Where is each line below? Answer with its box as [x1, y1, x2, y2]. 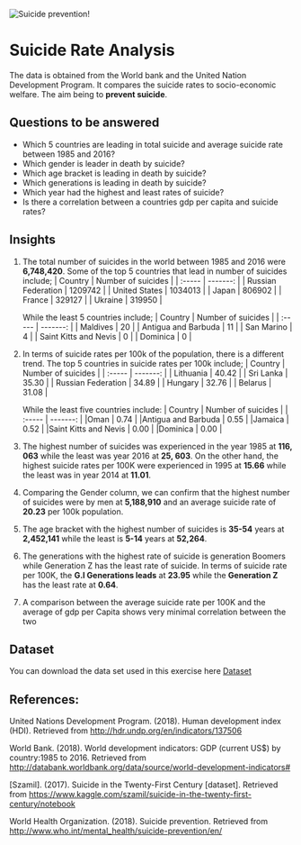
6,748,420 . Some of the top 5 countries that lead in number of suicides [22, 266, 288, 277]
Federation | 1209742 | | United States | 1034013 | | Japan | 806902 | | [22, 285, 282, 295]
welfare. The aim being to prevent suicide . [9, 88, 168, 99]
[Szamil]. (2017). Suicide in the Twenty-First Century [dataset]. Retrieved [9, 779, 279, 790]
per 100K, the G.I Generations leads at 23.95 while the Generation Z [22, 569, 279, 580]
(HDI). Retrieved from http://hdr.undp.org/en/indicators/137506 [9, 725, 243, 736]
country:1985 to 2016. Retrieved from [9, 752, 146, 763]
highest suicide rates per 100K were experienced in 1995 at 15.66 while [22, 459, 287, 470]
